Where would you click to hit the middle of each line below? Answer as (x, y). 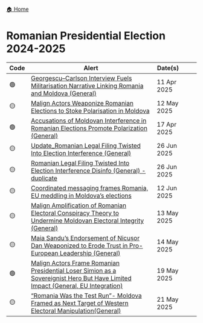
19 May (168, 270)
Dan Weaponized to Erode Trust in (79, 245)
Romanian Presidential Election (86, 36)
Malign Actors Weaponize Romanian (82, 103)
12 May (168, 103)
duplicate (44, 178)
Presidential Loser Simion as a (74, 270)
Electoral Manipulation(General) (76, 310)
